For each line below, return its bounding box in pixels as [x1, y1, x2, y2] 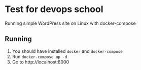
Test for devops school [5, 4, 103, 15]
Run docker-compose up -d [12, 53, 67, 59]
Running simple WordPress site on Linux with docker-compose [5, 20, 136, 26]
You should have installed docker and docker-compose [12, 48, 123, 54]
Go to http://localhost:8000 [12, 59, 69, 65]
